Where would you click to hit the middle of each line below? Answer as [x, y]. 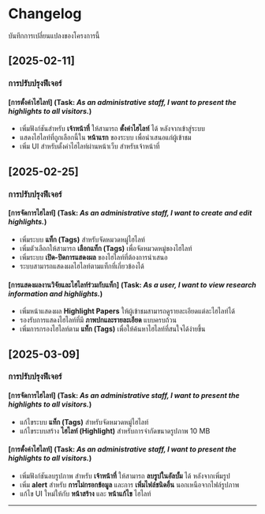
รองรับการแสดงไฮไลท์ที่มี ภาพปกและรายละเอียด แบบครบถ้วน [98, 320]
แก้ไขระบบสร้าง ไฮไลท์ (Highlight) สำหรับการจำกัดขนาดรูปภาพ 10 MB [115, 430]
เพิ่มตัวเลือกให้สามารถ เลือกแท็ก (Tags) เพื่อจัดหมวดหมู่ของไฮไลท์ [106, 248]
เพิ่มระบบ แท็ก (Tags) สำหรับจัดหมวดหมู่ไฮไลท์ [82, 239]
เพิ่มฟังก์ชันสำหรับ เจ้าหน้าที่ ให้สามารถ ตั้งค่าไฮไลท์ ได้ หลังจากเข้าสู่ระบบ [112, 129]
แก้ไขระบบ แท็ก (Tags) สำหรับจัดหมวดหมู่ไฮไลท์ [84, 422]
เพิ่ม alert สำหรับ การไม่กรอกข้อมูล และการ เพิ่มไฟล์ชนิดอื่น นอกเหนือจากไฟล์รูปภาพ [129, 484]
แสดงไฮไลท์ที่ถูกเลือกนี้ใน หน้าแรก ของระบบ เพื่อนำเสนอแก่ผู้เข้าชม [105, 137]
